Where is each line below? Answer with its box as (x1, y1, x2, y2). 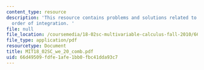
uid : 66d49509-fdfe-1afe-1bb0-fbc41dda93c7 (6, 54, 118, 60)
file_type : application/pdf (6, 37, 78, 43)
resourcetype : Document (6, 43, 67, 49)
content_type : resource (6, 9, 67, 15)
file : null (6, 26, 34, 32)
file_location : (6, 32, 45, 38)
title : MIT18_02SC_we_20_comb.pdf (6, 49, 94, 55)
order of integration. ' (12, 20, 75, 26)
